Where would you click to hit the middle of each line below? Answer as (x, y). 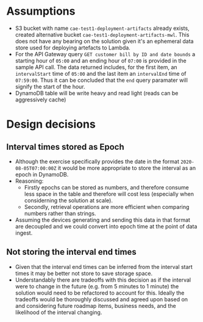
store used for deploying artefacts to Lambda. (73, 48)
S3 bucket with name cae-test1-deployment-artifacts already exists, (102, 28)
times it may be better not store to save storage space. (84, 273)
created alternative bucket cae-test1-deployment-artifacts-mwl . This (102, 34)
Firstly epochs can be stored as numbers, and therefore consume (106, 187)
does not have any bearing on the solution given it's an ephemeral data (104, 41)
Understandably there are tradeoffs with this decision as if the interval (103, 280)
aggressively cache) (41, 100)
